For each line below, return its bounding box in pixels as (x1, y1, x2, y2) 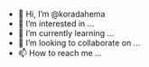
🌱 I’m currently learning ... (17, 28, 115, 38)
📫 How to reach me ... (17, 48, 102, 58)
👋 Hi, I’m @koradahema (17, 9, 106, 19)
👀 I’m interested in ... (17, 18, 95, 29)
